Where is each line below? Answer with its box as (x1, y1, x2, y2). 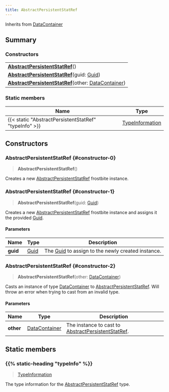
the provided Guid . (5, 215, 44, 221)
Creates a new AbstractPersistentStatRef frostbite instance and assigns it (5, 209, 157, 215)
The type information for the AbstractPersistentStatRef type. (5, 381, 130, 387)
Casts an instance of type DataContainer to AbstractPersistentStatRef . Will (5, 283, 159, 289)
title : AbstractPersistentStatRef (5, 7, 78, 13)
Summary (5, 36, 37, 44)
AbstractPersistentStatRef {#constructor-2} (5, 262, 116, 269)
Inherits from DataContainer (5, 21, 63, 27)
